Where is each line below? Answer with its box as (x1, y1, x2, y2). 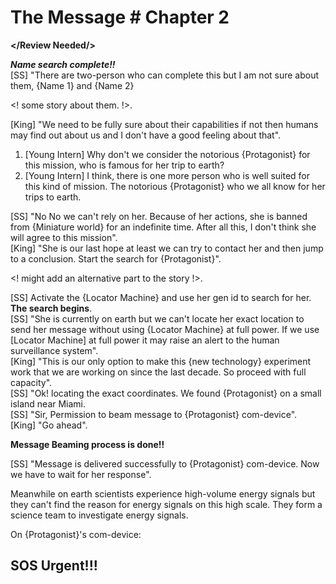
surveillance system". (10, 344, 99, 356)
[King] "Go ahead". (10, 419, 88, 431)
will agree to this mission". (10, 231, 118, 243)
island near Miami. (10, 397, 87, 410)
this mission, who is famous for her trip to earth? (24, 159, 225, 171)
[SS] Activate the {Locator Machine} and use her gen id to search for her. (10, 291, 312, 303)
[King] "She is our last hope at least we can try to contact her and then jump (10, 242, 324, 254)
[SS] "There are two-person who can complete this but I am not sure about (10, 69, 320, 81)
